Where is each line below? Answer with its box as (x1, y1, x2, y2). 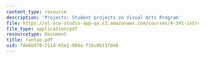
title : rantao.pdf (6, 37, 53, 43)
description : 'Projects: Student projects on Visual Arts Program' (6, 14, 182, 21)
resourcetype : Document (6, 31, 67, 37)
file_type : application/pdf (6, 25, 78, 32)
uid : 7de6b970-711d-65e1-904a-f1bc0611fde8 (6, 43, 119, 49)
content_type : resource (6, 8, 67, 15)
